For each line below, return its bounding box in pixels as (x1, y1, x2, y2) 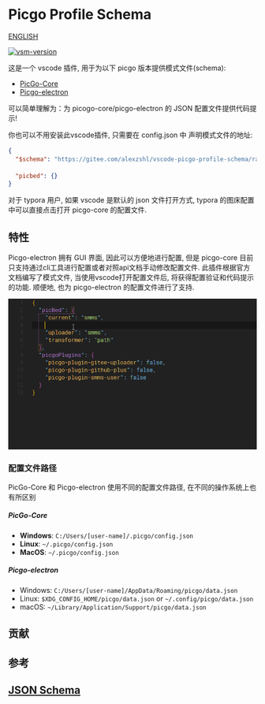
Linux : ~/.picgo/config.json (19, 538, 114, 549)
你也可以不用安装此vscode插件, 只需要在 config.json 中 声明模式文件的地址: (8, 130, 253, 140)
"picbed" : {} (15, 172, 58, 180)
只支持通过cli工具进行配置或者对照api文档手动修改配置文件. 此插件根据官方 (8, 263, 251, 273)
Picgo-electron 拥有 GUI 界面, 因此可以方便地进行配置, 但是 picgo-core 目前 (8, 253, 254, 263)
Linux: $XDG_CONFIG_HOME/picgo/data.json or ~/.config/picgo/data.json (19, 594, 254, 603)
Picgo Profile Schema (8, 6, 152, 24)
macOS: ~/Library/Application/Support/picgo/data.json (19, 602, 207, 612)
